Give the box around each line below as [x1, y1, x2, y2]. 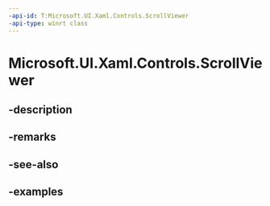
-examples [8, 185, 64, 199]
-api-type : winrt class [8, 19, 89, 27]
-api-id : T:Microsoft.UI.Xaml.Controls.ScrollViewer [8, 11, 189, 20]
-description [8, 103, 73, 117]
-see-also [8, 158, 59, 171]
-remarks [8, 130, 56, 144]
